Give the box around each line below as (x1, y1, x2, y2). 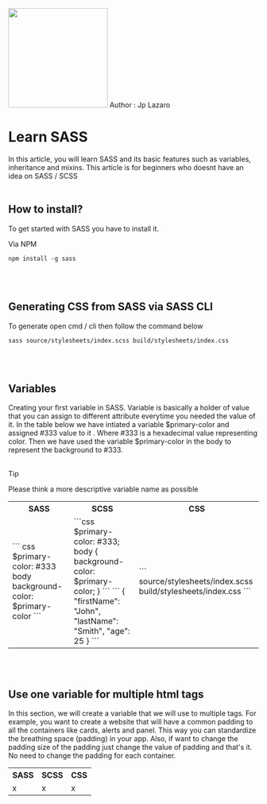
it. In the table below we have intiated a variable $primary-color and (8, 420, 230, 429)
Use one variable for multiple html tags (8, 687, 204, 701)
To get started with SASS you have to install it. (8, 223, 160, 233)
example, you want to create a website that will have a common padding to (8, 717, 253, 727)
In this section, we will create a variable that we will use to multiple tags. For (8, 709, 257, 718)
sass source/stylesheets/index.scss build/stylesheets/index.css (8, 336, 229, 344)
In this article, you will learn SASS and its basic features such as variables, (8, 154, 252, 164)
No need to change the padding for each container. (8, 751, 176, 760)
